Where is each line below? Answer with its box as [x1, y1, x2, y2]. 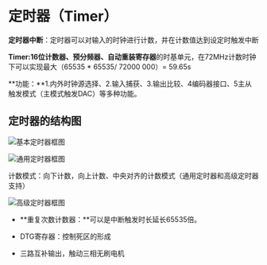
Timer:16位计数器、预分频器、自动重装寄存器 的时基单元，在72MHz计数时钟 [8, 52, 257, 61]
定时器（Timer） [8, 7, 118, 25]
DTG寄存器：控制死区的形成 [19, 232, 111, 241]
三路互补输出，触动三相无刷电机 [19, 248, 125, 258]
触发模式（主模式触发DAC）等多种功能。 [8, 88, 141, 98]
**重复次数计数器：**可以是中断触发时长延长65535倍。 [19, 214, 202, 224]
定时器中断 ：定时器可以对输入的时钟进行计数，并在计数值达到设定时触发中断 [8, 35, 259, 45]
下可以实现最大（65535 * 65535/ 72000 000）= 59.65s [8, 61, 192, 72]
